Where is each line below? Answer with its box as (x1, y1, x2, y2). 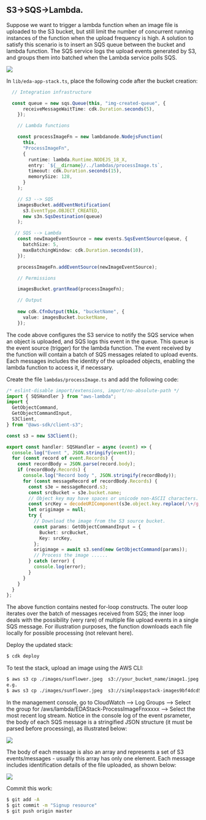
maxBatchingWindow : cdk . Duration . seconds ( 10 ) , (22, 247, 144, 253)
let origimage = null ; (28, 506, 86, 513)
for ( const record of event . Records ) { (12, 455, 114, 462)
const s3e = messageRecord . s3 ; (28, 484, 109, 490)
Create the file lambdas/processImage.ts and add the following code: (6, 376, 179, 383)
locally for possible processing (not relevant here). (6, 629, 134, 637)
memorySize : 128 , (28, 174, 72, 180)
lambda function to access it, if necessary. (6, 363, 113, 371)
